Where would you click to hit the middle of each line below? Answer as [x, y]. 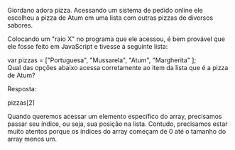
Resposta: [22, 89]
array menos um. [32, 139]
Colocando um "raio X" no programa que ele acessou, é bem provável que [116, 39]
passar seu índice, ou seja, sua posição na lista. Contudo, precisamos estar [118, 124]
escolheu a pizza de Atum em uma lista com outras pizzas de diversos [110, 18]
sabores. [20, 25]
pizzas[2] [21, 103]
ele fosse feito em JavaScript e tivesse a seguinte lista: [88, 46]
